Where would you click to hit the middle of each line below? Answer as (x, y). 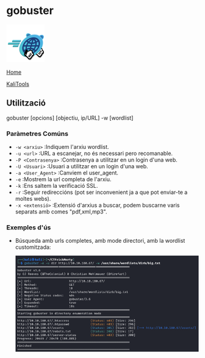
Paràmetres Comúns (38, 134)
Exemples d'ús (29, 227)
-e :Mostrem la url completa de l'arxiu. (63, 179)
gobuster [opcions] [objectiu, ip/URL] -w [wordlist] (70, 118)
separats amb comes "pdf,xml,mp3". (61, 212)
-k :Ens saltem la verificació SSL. (56, 186)
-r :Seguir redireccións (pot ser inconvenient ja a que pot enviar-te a (101, 192)
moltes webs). (33, 199)
